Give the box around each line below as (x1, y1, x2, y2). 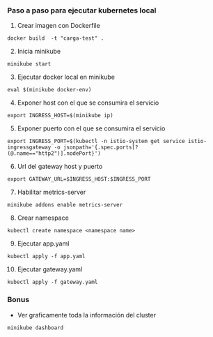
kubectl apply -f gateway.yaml (7, 278, 98, 286)
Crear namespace (17, 214, 70, 222)
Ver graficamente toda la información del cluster (17, 310, 157, 319)
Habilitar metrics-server (17, 188, 86, 197)
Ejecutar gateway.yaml (17, 265, 83, 274)
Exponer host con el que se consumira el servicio (17, 98, 159, 107)
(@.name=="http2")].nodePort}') (7, 150, 101, 157)
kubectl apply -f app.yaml (7, 253, 86, 260)
